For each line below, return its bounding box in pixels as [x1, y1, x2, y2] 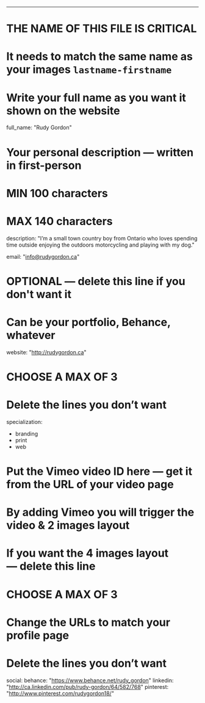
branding [15, 430, 38, 437]
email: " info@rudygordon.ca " [6, 253, 80, 260]
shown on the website [6, 103, 120, 117]
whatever [6, 329, 56, 342]
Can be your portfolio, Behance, [6, 316, 171, 329]
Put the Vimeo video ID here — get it [6, 464, 193, 478]
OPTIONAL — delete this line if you [6, 274, 185, 288]
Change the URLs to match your [6, 616, 171, 629]
